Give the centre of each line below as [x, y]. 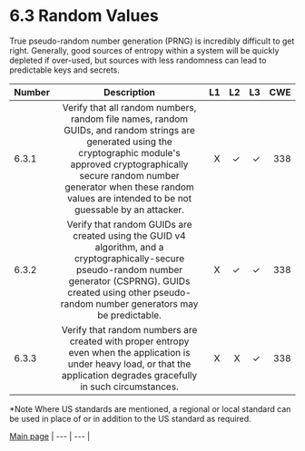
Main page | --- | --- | [50, 436]
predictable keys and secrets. [65, 70]
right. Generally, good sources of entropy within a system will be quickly [144, 50]
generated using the [129, 142]
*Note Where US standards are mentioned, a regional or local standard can [150, 408]
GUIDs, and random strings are [129, 130]
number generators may [147, 303]
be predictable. [129, 315]
